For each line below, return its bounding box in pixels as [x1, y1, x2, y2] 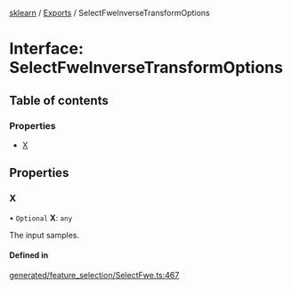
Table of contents [9, 92, 109, 108]
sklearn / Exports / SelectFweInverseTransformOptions [9, 8, 211, 18]
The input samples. [9, 229, 80, 240]
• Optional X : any [9, 213, 73, 223]
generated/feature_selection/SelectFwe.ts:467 [9, 269, 180, 280]
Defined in [9, 250, 49, 261]
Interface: [9, 39, 85, 59]
